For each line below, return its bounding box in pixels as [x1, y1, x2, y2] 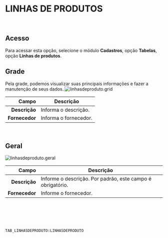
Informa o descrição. [40, 106, 90, 113]
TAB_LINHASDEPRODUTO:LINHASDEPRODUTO [5, 228, 84, 233]
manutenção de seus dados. [5, 86, 64, 92]
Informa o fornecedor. [40, 114, 92, 121]
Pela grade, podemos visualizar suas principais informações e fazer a [5, 81, 148, 87]
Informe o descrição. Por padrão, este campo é [40, 175, 151, 182]
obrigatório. [40, 181, 68, 188]
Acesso [5, 34, 29, 43]
